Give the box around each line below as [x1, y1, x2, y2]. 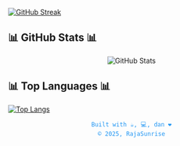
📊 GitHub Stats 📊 [8, 31, 98, 45]
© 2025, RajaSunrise [97, 130, 166, 137]
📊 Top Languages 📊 [8, 79, 111, 93]
